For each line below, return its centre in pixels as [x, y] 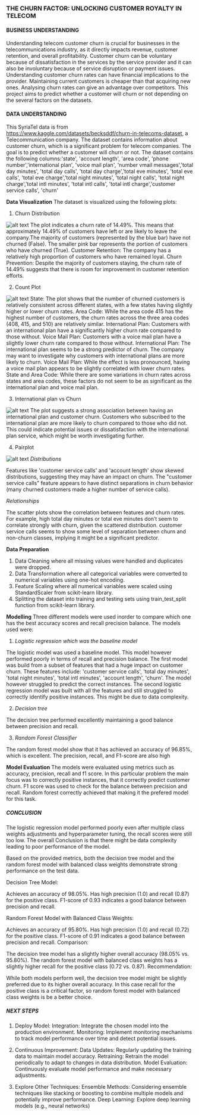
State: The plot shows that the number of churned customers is [108, 299]
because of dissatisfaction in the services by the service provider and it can [99, 62]
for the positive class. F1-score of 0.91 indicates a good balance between [96, 936]
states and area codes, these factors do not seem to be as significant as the [99, 381]
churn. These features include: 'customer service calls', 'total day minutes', [98, 672]
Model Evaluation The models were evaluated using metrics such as [90, 768]
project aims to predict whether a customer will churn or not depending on [97, 94]
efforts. [15, 276]
